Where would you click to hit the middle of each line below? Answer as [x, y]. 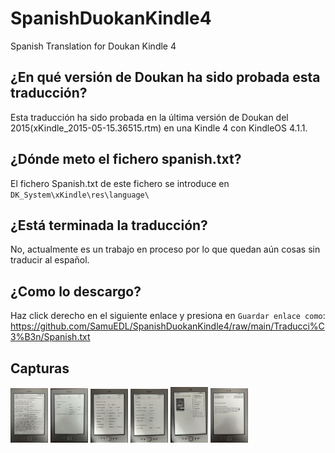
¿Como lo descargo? [76, 291]
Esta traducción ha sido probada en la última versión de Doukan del [149, 117]
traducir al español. [50, 260]
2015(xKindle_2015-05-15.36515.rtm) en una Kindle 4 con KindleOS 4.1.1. [159, 128]
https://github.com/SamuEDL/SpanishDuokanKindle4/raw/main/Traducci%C [167, 326]
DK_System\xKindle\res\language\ [80, 195]
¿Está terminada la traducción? [109, 225]
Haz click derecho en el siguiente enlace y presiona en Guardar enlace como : [168, 316]
